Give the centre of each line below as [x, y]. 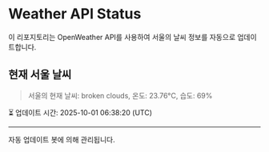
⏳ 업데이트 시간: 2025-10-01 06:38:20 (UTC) [80, 112]
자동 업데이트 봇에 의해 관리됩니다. [62, 139]
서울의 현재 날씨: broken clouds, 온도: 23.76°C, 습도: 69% [120, 95]
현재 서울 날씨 [40, 75]
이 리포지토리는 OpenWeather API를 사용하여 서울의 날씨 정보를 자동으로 [122, 37]
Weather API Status [75, 14]
